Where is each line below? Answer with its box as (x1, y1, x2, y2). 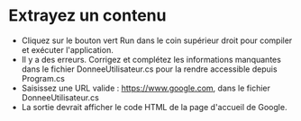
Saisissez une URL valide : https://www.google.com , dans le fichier (21, 82, 271, 93)
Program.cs (21, 73, 65, 83)
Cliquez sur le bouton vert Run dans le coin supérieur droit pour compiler (21, 35, 293, 46)
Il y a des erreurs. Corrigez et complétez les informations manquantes (21, 54, 281, 65)
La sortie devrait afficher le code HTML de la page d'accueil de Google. (21, 101, 287, 112)
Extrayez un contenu (8, 5, 167, 26)
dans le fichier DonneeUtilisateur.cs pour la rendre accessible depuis (21, 64, 278, 74)
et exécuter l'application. (21, 44, 114, 55)
